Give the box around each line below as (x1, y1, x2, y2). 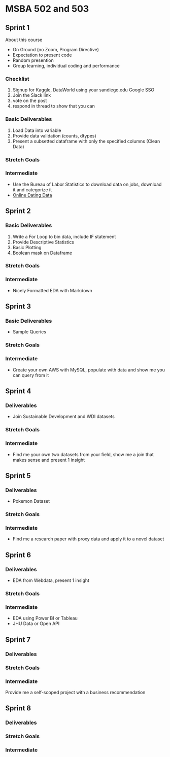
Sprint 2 (5, 207, 31, 216)
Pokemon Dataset (12, 498, 50, 504)
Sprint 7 (5, 635, 31, 644)
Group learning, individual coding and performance (12, 63, 120, 68)
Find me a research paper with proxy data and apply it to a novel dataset (12, 536, 164, 542)
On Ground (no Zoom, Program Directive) (12, 47, 99, 52)
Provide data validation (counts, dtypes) (12, 132, 96, 139)
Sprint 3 (5, 302, 31, 311)
